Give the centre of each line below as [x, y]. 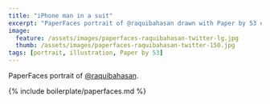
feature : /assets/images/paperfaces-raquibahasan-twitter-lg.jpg [127, 38]
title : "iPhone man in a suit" [61, 16]
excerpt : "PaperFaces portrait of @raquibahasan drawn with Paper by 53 [133, 23]
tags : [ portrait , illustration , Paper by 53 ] [86, 53]
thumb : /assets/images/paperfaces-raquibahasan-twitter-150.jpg [125, 46]
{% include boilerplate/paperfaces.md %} [78, 91]
